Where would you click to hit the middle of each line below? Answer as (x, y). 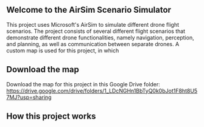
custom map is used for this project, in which (63, 50)
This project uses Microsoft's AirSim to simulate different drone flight (93, 24)
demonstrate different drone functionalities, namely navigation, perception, (100, 37)
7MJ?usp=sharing (29, 97)
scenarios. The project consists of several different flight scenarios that (96, 31)
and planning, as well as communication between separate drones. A (93, 44)
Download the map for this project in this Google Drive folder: (83, 84)
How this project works (51, 116)
